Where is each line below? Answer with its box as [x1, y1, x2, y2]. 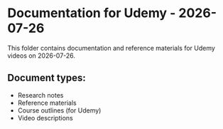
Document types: [7, 72, 87, 84]
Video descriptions [17, 113, 73, 122]
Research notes [17, 91, 64, 99]
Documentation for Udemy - [7, 5, 176, 21]
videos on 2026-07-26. [7, 51, 76, 60]
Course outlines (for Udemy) [17, 105, 102, 115]
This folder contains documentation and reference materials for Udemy [7, 43, 215, 52]
